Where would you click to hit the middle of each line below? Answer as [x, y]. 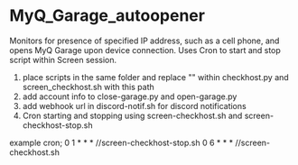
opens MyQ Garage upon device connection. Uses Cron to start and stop [145, 50]
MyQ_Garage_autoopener [107, 16]
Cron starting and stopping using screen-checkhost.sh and [132, 115]
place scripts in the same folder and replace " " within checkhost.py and [155, 77]
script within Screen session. [63, 60]
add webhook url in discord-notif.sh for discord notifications [134, 105]
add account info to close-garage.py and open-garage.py [130, 96]
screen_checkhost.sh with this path [88, 87]
